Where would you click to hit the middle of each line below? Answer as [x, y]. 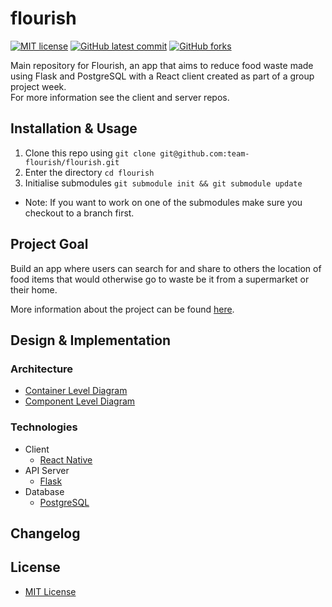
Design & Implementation [91, 340]
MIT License [50, 591]
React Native [66, 459]
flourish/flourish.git [72, 162]
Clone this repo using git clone [90, 153]
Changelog [45, 533]
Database [44, 491]
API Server [47, 470]
